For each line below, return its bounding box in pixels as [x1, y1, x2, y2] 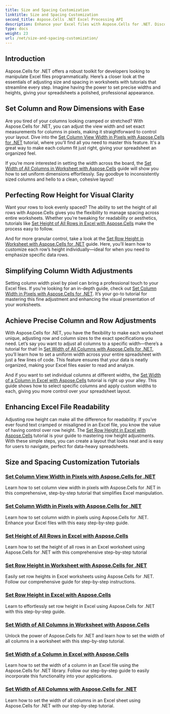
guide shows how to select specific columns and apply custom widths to [5, 383, 157, 389]
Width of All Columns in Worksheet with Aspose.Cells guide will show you [5, 165, 159, 172]
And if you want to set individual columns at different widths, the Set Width [5, 371, 161, 378]
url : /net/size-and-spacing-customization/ [5, 36, 99, 41]
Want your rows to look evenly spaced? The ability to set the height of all [5, 204, 157, 211]
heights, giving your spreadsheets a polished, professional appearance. [5, 89, 155, 95]
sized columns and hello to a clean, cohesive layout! [5, 176, 114, 182]
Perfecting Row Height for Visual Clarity [5, 191, 134, 199]
